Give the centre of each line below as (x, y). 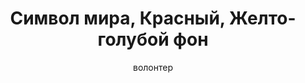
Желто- (262, 18)
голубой (133, 39)
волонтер (152, 67)
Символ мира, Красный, (117, 18)
